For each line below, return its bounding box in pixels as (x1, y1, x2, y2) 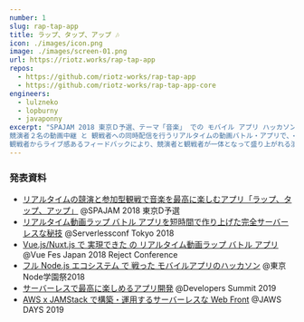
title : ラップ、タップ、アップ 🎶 (9, 30, 120, 39)
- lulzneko (17, 97, 59, 107)
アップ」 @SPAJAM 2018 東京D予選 (46, 205, 181, 216)
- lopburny (17, 106, 59, 115)
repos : (9, 64, 34, 73)
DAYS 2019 (22, 305, 65, 316)
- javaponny (17, 114, 63, 123)
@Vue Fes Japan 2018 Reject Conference (22, 249, 178, 260)
